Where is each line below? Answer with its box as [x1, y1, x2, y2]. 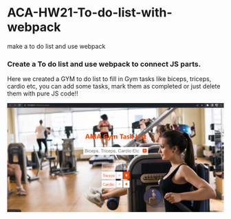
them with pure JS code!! [7, 89, 78, 97]
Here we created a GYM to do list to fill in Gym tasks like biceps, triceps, [7, 75, 212, 83]
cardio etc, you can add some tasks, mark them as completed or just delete [7, 82, 221, 91]
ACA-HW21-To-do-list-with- [7, 5, 173, 21]
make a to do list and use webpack [7, 42, 106, 50]
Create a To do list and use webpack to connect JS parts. [7, 59, 201, 69]
